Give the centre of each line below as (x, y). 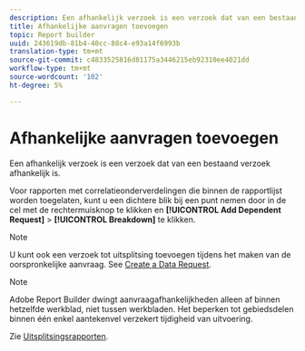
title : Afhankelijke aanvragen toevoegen (89, 26)
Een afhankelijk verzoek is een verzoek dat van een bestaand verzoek (140, 163)
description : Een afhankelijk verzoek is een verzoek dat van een (138, 18)
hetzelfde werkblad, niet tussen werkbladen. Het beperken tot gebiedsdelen (152, 308)
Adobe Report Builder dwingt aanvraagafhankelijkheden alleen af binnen (145, 299)
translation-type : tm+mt (56, 52)
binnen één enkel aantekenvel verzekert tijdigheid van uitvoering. (131, 318)
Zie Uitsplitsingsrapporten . (59, 336)
